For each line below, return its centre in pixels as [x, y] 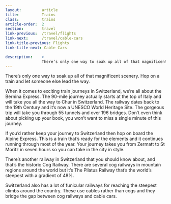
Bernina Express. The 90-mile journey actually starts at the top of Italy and [83, 96]
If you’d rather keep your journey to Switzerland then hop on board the [79, 133]
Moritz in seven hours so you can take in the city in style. [65, 150]
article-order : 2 [25, 24]
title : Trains [31, 15]
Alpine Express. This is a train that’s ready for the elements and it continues [84, 139]
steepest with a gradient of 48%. [40, 176]
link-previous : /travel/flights [41, 33]
